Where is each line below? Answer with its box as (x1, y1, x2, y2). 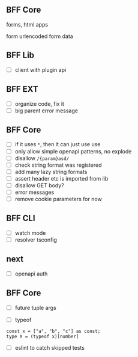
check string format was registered (14, 161, 102, 169)
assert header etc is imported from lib (14, 175, 109, 182)
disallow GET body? (14, 181, 64, 189)
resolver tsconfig (14, 236, 57, 243)
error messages (14, 188, 55, 196)
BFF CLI (6, 213, 35, 224)
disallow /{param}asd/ (14, 154, 70, 162)
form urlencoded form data (6, 33, 73, 40)
